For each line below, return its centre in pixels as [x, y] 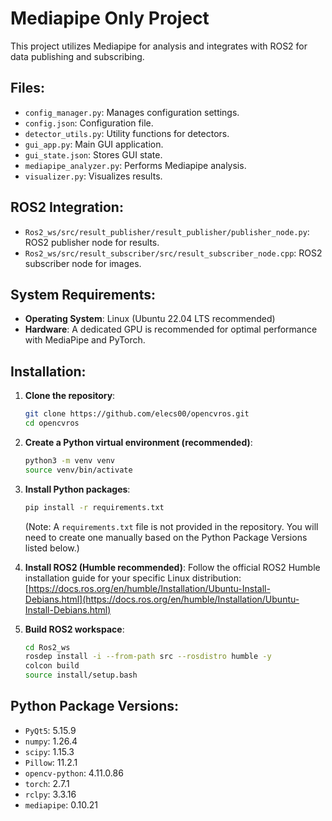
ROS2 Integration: [67, 207]
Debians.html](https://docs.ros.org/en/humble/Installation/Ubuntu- [162, 599]
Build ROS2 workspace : [74, 629]
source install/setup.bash [81, 675]
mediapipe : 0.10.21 [61, 804]
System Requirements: [83, 294]
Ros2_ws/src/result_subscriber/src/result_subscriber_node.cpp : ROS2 [173, 253]
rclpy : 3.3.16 [50, 794]
